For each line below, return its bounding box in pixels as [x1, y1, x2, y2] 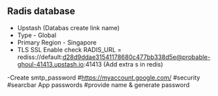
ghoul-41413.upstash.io [17, 60, 84, 68]
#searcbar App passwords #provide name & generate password [7, 80, 190, 88]
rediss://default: [17, 53, 63, 61]
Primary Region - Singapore [17, 38, 97, 47]
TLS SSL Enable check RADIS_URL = [17, 45, 122, 53]
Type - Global [17, 31, 57, 39]
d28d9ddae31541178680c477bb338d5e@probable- [62, 53, 211, 61]
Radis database [7, 5, 75, 17]
